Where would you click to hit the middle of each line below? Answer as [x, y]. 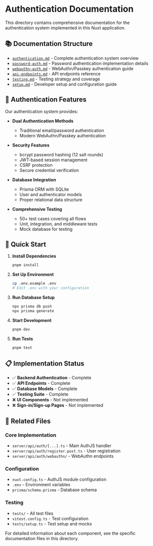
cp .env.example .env [34, 284]
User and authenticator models [51, 194]
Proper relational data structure [51, 199]
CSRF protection [36, 165]
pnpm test [22, 347]
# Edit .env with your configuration [51, 288]
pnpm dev [21, 329]
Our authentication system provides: [42, 111]
